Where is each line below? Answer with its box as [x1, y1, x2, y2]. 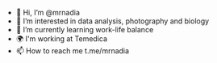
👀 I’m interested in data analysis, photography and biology [15, 16, 210, 26]
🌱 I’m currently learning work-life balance [15, 25, 154, 34]
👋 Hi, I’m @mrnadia [15, 8, 81, 17]
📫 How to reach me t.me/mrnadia [15, 46, 130, 56]
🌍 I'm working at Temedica [15, 34, 107, 44]
